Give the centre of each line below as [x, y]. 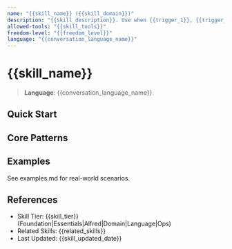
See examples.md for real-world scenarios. [68, 178]
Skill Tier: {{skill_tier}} [48, 216]
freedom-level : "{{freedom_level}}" [60, 33]
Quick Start [32, 114]
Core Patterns [38, 138]
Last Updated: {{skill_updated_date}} [69, 239]
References [32, 200]
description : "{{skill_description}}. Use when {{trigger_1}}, [100, 20]
